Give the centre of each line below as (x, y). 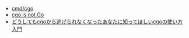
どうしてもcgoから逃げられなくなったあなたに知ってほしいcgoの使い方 (97, 22)
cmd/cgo (22, 8)
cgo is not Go (28, 15)
